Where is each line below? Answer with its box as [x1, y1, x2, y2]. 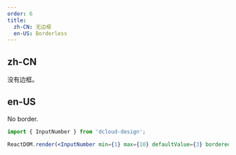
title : [7, 17, 27, 24]
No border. [7, 114, 39, 123]
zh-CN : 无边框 [13, 23, 52, 30]
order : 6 [7, 10, 33, 18]
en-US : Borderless [13, 29, 68, 37]
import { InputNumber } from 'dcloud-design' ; [7, 128, 146, 135]
